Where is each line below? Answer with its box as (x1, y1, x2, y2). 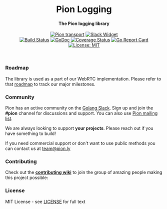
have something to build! (5, 130, 56, 136)
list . (5, 115, 12, 121)
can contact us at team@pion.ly (5, 145, 71, 151)
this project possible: (5, 174, 48, 180)
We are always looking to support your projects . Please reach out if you (5, 125, 153, 131)
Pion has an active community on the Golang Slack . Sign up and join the (5, 104, 153, 110)
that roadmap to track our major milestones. (5, 81, 96, 87)
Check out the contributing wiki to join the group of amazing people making (5, 169, 162, 175)
